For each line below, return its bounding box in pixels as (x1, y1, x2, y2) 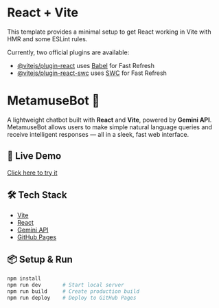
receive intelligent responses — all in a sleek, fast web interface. (7, 130, 189, 138)
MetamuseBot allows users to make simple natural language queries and (7, 122, 213, 131)
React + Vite (7, 5, 79, 21)
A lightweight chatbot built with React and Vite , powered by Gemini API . (7, 115, 212, 124)
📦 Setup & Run (7, 253, 73, 265)
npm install (7, 275, 41, 283)
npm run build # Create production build (7, 288, 139, 295)
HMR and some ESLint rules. (7, 34, 88, 43)
